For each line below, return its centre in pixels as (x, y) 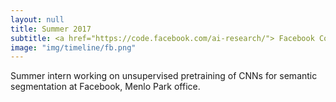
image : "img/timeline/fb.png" (73, 47)
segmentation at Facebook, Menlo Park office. (105, 87)
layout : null (37, 19)
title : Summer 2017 (51, 29)
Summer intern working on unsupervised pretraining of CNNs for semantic (164, 76)
